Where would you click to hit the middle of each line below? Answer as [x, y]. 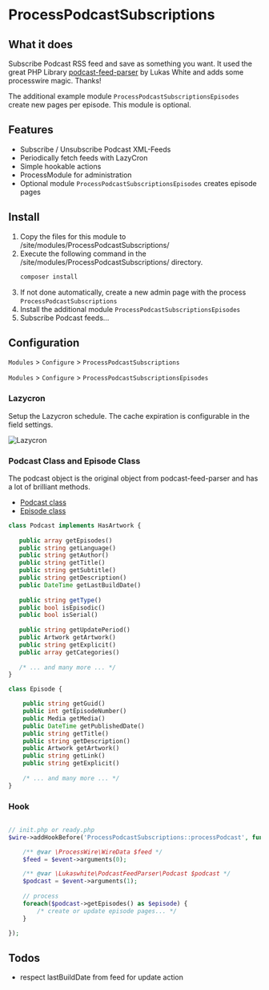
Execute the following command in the [83, 254]
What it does [41, 45]
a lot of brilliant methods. [49, 486]
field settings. [31, 424]
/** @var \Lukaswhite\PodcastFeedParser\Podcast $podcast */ [126, 874]
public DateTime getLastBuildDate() [80, 585]
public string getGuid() [64, 704]
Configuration [44, 343]
